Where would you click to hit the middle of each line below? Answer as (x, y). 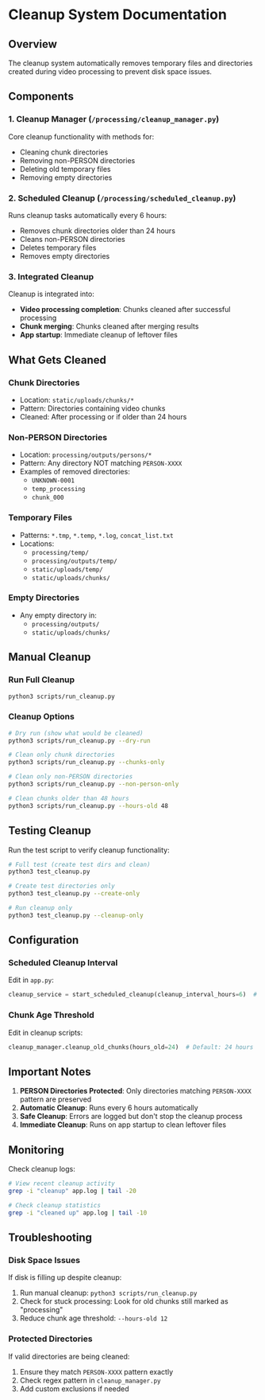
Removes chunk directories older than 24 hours (98, 230)
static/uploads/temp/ (67, 569)
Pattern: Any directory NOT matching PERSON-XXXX (101, 463)
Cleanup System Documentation (118, 15)
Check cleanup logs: (42, 1169)
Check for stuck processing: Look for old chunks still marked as (124, 1301)
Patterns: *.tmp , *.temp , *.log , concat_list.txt (96, 535)
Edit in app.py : (31, 980)
